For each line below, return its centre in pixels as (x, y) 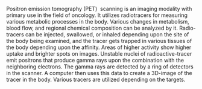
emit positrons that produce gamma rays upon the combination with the (95, 60)
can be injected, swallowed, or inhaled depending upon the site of (107, 35)
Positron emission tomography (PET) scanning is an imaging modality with (99, 9)
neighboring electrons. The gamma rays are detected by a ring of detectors (100, 67)
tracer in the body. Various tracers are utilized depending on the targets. (96, 79)
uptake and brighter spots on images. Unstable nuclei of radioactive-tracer (99, 54)
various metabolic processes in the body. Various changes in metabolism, (98, 21)
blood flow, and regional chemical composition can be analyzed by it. (92, 28)
